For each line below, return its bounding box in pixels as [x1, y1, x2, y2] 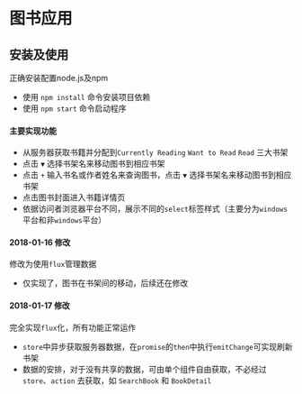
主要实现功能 [9, 125, 57, 136]
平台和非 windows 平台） [22, 215, 106, 225]
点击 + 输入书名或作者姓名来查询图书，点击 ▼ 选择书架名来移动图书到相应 [22, 170, 292, 180]
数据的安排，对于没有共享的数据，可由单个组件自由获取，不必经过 [22, 363, 267, 374]
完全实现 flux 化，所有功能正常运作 [9, 322, 137, 333]
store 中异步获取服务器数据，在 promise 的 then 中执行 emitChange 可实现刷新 [22, 341, 293, 352]
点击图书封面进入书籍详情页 [22, 192, 126, 203]
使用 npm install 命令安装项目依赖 [22, 92, 151, 102]
